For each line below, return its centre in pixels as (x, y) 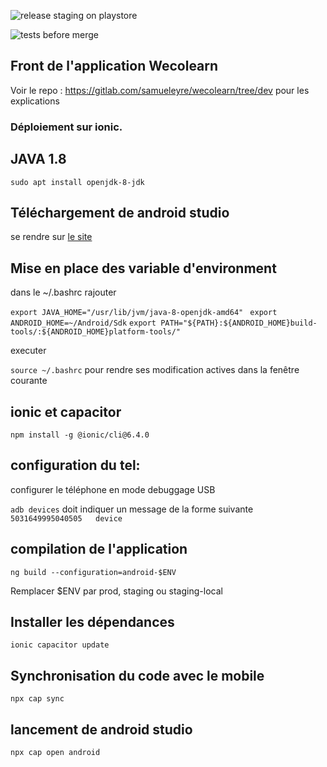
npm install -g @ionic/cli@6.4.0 (80, 435)
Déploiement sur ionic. (66, 127)
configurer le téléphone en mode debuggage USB (113, 489)
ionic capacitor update (60, 645)
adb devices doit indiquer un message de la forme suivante (132, 509)
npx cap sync (37, 699)
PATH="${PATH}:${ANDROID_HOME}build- (239, 323)
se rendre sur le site (51, 237)
